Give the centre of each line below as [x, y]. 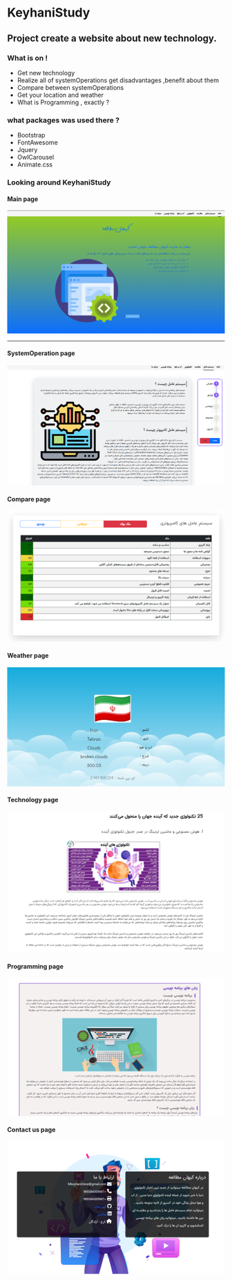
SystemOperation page [41, 353]
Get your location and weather [60, 95]
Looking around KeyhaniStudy [59, 182]
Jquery [27, 150]
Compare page [29, 499]
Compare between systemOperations [70, 87]
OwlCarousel [36, 158]
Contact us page [31, 1129]
